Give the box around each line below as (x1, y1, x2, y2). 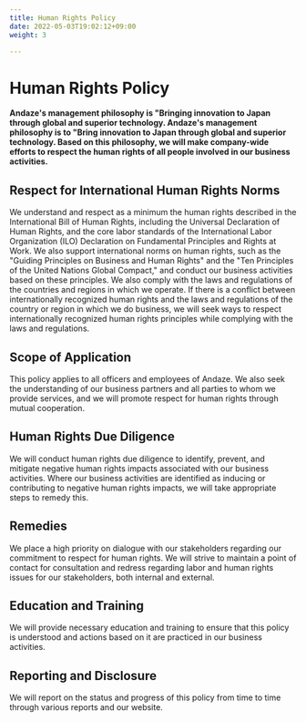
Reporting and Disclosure (9, 667, 158, 684)
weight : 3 (9, 30, 47, 39)
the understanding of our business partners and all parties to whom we (9, 383, 276, 394)
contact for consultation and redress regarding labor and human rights (9, 562, 274, 572)
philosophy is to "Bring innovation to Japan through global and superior (9, 127, 287, 138)
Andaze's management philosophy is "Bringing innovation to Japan (9, 108, 271, 119)
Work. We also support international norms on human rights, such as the (9, 245, 281, 256)
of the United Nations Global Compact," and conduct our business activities (9, 265, 293, 276)
